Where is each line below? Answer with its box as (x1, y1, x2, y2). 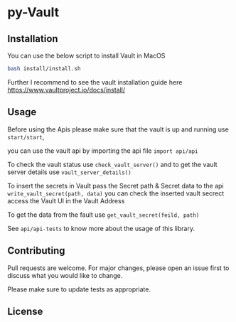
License (7, 305, 43, 317)
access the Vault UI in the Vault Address (7, 196, 125, 205)
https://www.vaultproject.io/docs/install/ (7, 85, 126, 94)
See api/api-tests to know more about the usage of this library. (7, 224, 195, 232)
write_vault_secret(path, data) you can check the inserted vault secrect (7, 189, 225, 198)
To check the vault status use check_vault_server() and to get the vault (7, 160, 218, 168)
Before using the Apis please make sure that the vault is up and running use (7, 125, 229, 134)
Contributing (7, 245, 65, 257)
